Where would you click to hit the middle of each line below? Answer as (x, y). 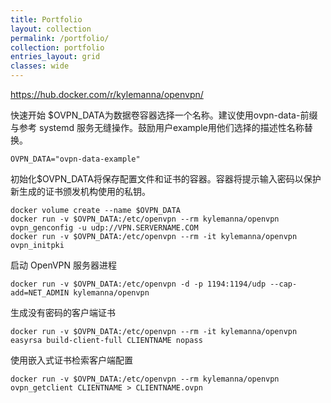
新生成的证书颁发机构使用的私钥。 (80, 191)
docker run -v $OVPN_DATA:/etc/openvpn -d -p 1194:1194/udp (138, 284)
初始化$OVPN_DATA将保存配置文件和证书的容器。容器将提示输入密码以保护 (166, 179)
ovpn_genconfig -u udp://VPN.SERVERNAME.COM (104, 228)
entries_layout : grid (55, 57)
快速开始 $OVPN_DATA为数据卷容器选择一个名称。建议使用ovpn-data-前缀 (164, 115)
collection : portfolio (57, 47)
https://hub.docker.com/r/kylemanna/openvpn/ (107, 94)
